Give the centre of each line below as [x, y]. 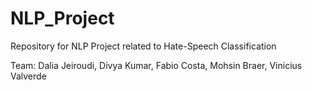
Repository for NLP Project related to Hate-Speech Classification [143, 46]
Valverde [28, 76]
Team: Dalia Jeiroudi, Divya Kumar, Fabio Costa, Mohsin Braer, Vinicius [156, 65]
